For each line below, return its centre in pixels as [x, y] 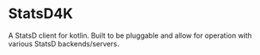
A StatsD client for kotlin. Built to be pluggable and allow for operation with [130, 35]
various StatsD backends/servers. [64, 43]
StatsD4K [41, 14]
